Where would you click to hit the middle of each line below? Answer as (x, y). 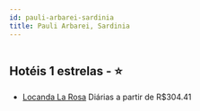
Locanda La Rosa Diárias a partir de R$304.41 (107, 97)
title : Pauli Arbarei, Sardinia (70, 26)
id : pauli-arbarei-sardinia (62, 17)
